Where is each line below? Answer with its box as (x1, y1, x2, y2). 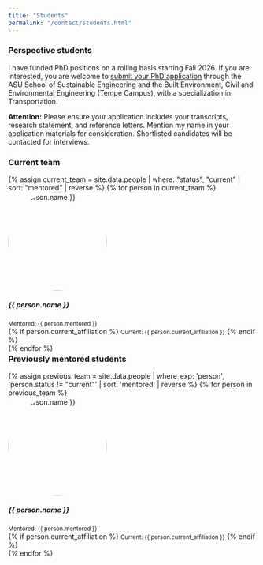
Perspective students (8, 45, 92, 56)
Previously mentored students (8, 353, 127, 364)
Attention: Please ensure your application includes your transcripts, (8, 111, 228, 121)
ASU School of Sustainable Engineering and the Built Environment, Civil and (8, 80, 254, 89)
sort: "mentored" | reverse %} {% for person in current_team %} (8, 183, 217, 193)
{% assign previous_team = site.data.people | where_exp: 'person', (8, 371, 224, 381)
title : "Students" (8, 11, 69, 20)
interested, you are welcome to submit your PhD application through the (8, 71, 242, 81)
